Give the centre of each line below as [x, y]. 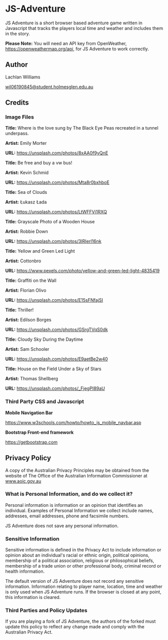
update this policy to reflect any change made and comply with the [75, 627]
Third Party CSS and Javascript [45, 402]
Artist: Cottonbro [23, 261]
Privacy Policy [28, 458]
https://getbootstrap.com [32, 442]
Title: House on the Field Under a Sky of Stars [53, 369]
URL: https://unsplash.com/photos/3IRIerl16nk [53, 242]
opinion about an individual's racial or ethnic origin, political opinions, [77, 555]
